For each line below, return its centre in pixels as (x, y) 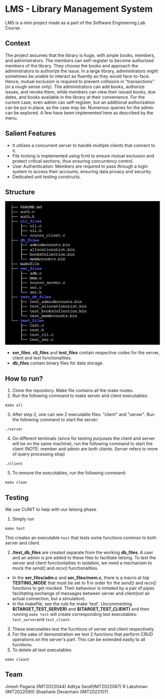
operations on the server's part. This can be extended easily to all (79, 639)
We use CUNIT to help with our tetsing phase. (51, 510)
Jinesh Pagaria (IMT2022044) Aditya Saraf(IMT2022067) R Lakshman (76, 686)
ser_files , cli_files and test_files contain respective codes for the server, (86, 353)
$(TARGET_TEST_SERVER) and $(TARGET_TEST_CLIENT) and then (81, 609)
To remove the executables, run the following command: (69, 473)
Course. (13, 28)
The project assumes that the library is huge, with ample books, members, (80, 55)
